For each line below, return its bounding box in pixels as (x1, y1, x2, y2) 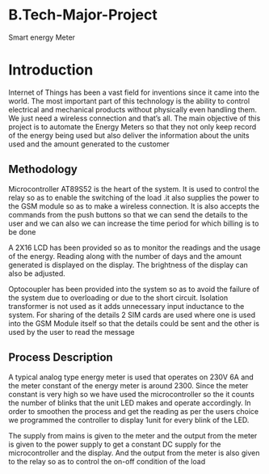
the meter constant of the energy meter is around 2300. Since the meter (8, 380, 249, 390)
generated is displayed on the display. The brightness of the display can (8, 260, 249, 269)
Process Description (8, 350, 113, 365)
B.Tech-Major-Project (8, 6, 158, 24)
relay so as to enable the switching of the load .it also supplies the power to (8, 193, 260, 202)
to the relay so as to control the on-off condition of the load (8, 456, 206, 466)
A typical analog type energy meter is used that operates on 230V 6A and (8, 372, 254, 382)
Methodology (8, 163, 78, 176)
